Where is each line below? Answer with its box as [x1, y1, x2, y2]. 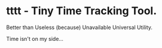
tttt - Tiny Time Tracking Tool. [6, 4, 157, 18]
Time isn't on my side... [6, 35, 64, 42]
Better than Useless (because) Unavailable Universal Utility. [6, 24, 153, 31]
